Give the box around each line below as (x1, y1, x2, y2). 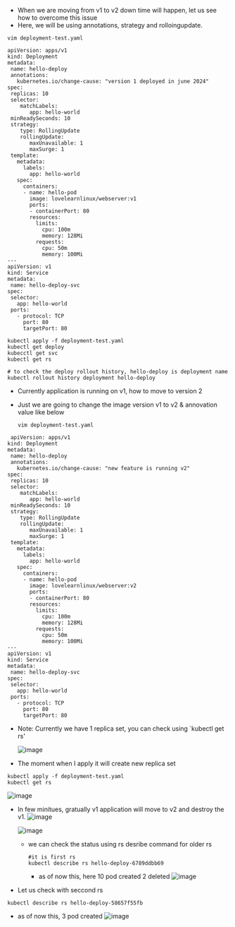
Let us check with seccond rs (17, 886, 103, 894)
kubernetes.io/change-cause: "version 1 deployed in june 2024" (16, 78, 210, 85)
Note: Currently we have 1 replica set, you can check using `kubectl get (17, 724, 224, 733)
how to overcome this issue (17, 13, 98, 22)
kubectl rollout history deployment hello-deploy (7, 374, 156, 381)
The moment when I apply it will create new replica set (17, 759, 176, 767)
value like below (17, 408, 65, 416)
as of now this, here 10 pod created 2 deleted (38, 872, 170, 880)
